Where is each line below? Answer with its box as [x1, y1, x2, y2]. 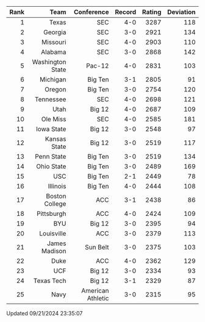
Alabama [40, 48, 67, 56]
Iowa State [35, 125, 67, 133]
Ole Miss [41, 115, 67, 123]
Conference [74, 8, 109, 16]
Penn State [34, 152, 67, 160]
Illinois [48, 182, 67, 190]
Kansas [45, 135, 67, 143]
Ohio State [36, 162, 67, 170]
